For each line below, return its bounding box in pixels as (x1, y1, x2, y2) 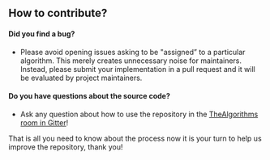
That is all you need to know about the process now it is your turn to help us (8, 133, 262, 143)
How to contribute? (8, 6, 108, 20)
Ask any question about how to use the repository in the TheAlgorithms (19, 109, 259, 119)
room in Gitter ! (19, 117, 69, 128)
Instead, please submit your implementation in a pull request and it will (19, 64, 255, 74)
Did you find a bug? (8, 28, 75, 39)
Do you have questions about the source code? (8, 91, 170, 101)
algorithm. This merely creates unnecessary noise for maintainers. (19, 56, 242, 65)
